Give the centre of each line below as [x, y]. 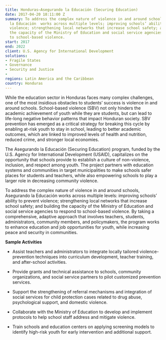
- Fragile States [23, 60]
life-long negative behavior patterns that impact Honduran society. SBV [78, 118]
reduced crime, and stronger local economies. [52, 140]
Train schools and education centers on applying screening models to [83, 327]
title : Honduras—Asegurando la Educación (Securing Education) [72, 10]
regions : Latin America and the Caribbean [49, 79]
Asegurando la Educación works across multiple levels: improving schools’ [81, 195]
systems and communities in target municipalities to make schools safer [78, 170]
